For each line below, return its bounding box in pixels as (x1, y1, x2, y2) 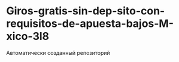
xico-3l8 (6, 30, 50, 43)
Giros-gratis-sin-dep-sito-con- (6, 4, 165, 18)
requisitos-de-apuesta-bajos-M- (6, 17, 174, 30)
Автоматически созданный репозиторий (6, 49, 111, 56)
